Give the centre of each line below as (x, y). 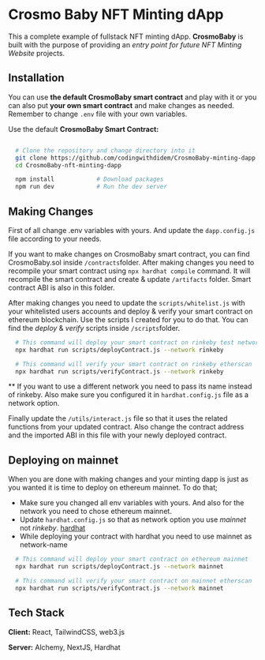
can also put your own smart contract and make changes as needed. (121, 105)
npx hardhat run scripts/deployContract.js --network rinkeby (119, 350)
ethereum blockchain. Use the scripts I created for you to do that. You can (128, 319)
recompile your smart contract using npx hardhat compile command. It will (129, 271)
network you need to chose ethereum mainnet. (95, 512)
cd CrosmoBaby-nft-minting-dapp (69, 165)
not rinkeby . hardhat (52, 528)
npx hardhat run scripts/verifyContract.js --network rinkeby (119, 371)
